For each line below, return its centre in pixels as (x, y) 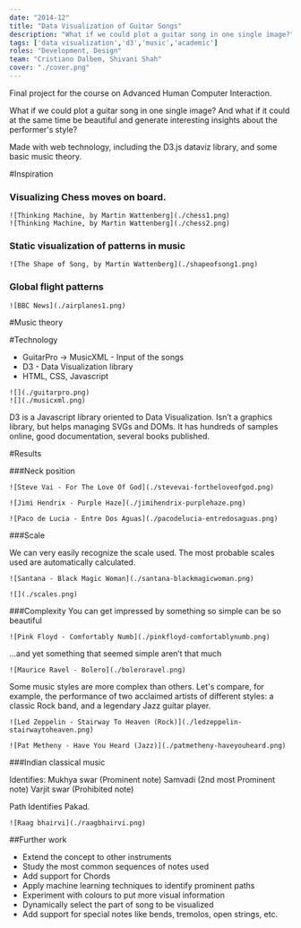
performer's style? (43, 129)
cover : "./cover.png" (50, 68)
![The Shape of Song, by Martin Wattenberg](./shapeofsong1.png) (133, 265)
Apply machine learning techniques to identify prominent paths (138, 885)
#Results (26, 453)
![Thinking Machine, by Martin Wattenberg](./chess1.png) (120, 216)
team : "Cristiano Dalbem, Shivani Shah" (86, 59)
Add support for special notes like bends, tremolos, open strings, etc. (150, 914)
